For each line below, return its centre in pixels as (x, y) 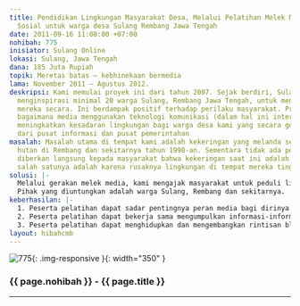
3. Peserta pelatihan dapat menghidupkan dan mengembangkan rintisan (149, 225)
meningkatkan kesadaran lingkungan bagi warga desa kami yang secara (149, 126)
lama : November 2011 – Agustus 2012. (79, 84)
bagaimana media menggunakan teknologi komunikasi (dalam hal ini (143, 117)
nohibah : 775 (33, 42)
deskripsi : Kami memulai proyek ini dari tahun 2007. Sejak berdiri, (142, 92)
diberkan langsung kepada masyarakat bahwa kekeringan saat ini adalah (154, 158)
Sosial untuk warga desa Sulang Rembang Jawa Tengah (117, 26)
